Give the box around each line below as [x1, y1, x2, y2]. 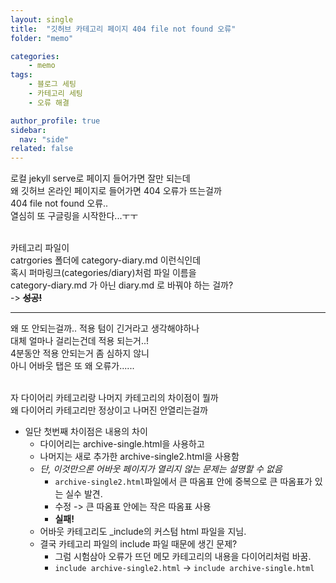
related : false [10, 144, 74, 154]
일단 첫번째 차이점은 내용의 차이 [24, 426, 148, 438]
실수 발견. [65, 488, 103, 500]
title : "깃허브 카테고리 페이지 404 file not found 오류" [10, 24, 237, 34]
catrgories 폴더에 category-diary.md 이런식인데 [10, 254, 202, 266]
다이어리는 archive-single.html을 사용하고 [39, 438, 205, 450]
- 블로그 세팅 [28, 79, 77, 90]
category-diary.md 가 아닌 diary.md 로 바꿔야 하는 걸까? [10, 279, 234, 291]
